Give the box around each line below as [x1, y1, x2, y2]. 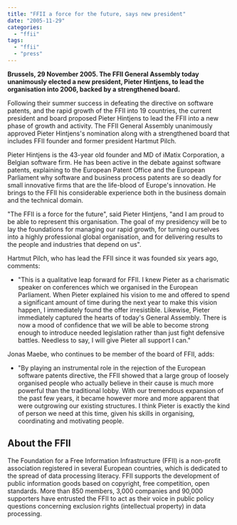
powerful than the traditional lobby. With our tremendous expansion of [17, 386, 224, 394]
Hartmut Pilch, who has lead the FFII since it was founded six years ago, [7, 254, 219, 262]
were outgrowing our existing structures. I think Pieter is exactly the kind [17, 401, 230, 410]
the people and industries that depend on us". [7, 240, 142, 248]
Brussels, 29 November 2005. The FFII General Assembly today [7, 69, 199, 78]
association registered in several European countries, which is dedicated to [7, 464, 228, 472]
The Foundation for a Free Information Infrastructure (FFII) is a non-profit [7, 456, 221, 464]
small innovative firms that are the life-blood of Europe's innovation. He [7, 180, 216, 189]
